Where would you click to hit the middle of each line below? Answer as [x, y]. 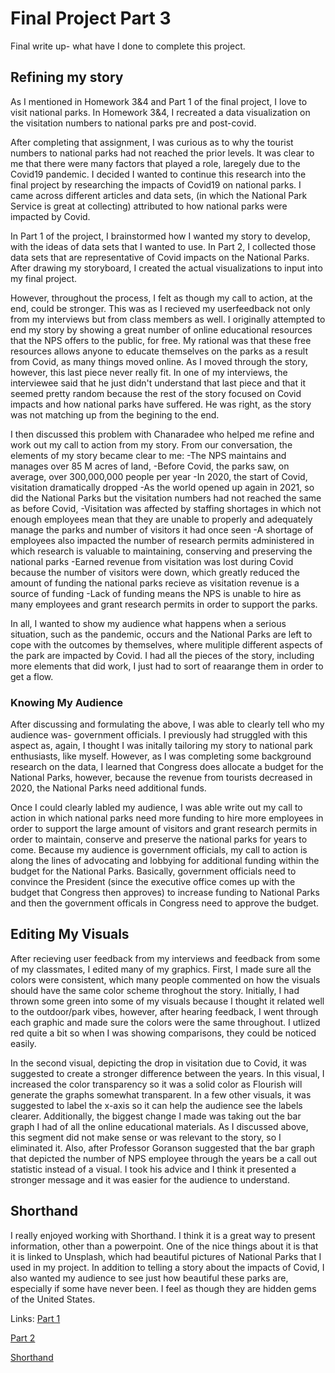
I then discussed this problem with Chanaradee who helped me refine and [162, 434]
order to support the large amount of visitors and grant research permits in [164, 829]
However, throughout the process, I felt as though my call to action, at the [161, 298]
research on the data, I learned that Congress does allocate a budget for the [167, 767]
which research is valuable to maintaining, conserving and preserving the [161, 551]
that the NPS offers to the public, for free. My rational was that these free [161, 340]
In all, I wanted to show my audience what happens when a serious [148, 623]
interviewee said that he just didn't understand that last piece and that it [158, 383]
